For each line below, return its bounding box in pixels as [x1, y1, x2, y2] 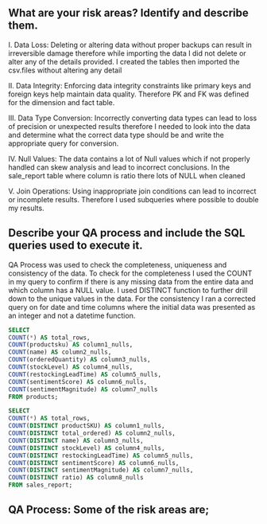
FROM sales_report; [8, 481, 73, 489]
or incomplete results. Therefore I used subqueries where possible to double [8, 194, 259, 204]
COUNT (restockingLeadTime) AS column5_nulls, [8, 370, 161, 378]
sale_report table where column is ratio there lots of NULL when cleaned [8, 170, 246, 180]
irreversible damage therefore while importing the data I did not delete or [8, 48, 246, 58]
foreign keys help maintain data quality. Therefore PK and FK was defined [8, 89, 250, 99]
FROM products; [8, 393, 59, 401]
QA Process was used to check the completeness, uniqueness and [8, 260, 227, 269]
